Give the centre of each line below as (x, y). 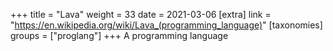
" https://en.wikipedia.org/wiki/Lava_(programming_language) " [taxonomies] (166, 25)
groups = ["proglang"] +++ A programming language (119, 35)
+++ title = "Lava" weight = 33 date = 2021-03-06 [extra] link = (141, 14)
